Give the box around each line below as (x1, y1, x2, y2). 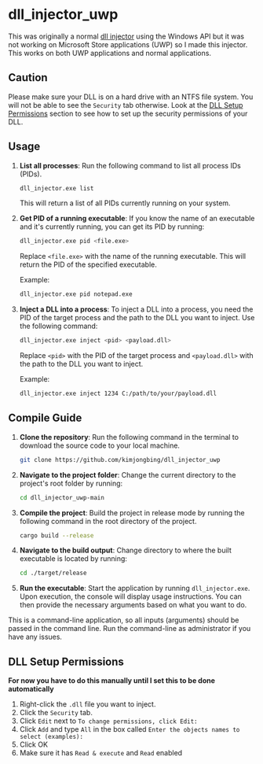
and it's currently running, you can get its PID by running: (19, 222, 205, 231)
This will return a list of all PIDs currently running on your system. (19, 198, 231, 208)
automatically (8, 685, 54, 694)
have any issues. (8, 632, 63, 642)
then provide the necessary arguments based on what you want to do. (19, 600, 247, 610)
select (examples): (19, 733, 84, 741)
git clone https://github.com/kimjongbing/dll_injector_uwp (19, 456, 221, 463)
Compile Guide (8, 412, 82, 425)
